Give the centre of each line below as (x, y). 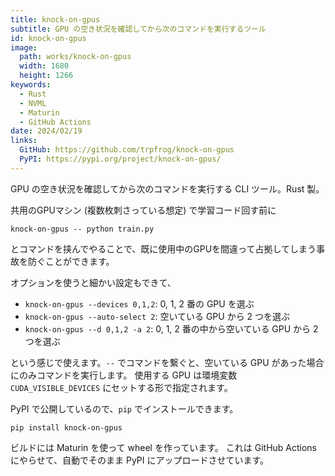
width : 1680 (44, 66)
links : (24, 141)
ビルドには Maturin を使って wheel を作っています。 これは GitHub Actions (164, 447)
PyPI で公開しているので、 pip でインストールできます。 (124, 408)
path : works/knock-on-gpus (75, 57)
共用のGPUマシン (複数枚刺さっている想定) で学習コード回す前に (143, 210)
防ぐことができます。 (71, 261)
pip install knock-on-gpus (66, 427)
